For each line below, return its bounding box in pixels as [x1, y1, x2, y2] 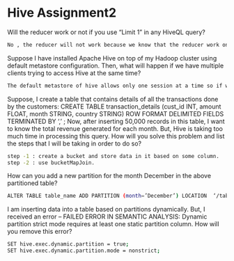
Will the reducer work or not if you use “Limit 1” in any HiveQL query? [7, 28, 205, 36]
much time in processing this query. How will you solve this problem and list [7, 132, 225, 140]
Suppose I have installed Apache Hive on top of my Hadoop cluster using [7, 54, 217, 62]
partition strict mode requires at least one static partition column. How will [7, 220, 219, 228]
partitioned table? [7, 179, 58, 187]
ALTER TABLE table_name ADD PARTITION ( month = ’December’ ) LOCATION [7, 193, 208, 200]
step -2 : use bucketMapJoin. [7, 159, 95, 166]
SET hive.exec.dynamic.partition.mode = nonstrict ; [7, 247, 160, 255]
